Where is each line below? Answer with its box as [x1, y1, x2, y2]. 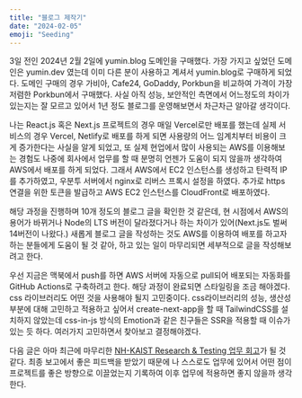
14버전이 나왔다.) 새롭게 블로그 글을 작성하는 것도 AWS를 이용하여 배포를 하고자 [9, 228, 288, 239]
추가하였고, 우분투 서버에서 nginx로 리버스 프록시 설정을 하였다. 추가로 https [18, 176, 286, 187]
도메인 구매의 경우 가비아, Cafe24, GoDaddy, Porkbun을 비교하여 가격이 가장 [21, 78, 293, 89]
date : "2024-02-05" [9, 22, 83, 31]
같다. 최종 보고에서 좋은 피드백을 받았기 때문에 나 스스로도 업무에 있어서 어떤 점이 [9, 357, 292, 367]
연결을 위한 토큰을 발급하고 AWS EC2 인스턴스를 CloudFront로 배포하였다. [9, 187, 271, 198]
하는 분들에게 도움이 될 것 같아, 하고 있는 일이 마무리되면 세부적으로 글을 [9, 240, 261, 251]
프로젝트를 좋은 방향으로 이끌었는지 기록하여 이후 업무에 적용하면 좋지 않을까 [9, 367, 276, 378]
